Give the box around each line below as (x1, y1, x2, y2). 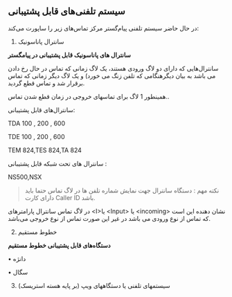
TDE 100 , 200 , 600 (8, 132, 65, 141)
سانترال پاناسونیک (17, 37, 64, 46)
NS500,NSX (8, 172, 42, 181)
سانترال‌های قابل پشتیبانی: (8, 105, 75, 114)
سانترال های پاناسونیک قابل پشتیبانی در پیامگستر (8, 51, 131, 59)
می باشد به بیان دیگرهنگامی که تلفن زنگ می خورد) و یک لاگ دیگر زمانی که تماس (8, 71, 216, 80)
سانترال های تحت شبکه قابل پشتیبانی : (8, 159, 107, 168)
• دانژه (8, 254, 26, 262)
